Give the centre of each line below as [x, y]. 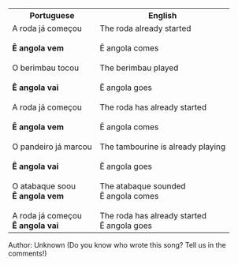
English [163, 15]
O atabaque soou [44, 186]
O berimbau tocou [46, 68]
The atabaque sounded [143, 186]
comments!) [28, 253]
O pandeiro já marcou [52, 147]
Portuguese [52, 15]
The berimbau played [139, 68]
